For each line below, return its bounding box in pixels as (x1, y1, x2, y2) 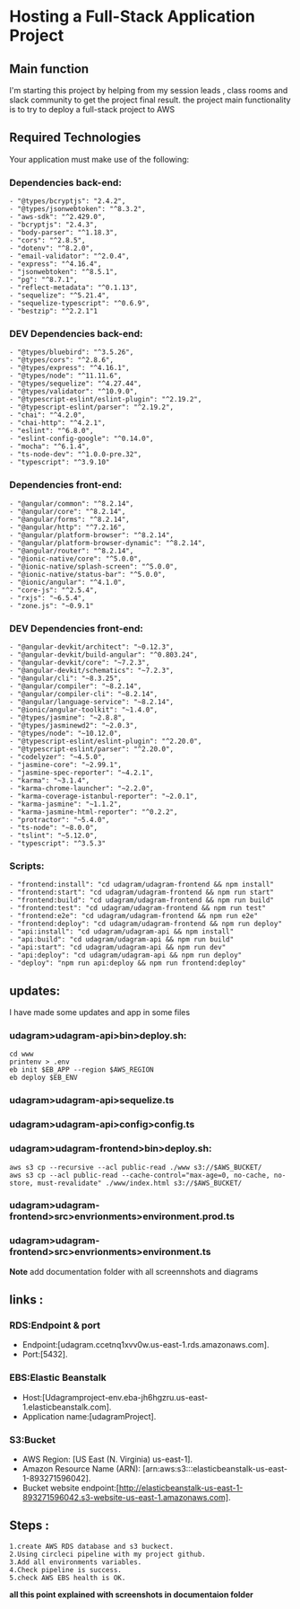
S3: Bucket (9, 1433, 56, 1445)
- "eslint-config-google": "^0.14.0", (9, 434, 154, 444)
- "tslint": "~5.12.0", (9, 831, 99, 840)
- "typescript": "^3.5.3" (9, 839, 106, 848)
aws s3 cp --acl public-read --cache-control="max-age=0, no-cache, (9, 1171, 270, 1180)
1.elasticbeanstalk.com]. (21, 1401, 112, 1412)
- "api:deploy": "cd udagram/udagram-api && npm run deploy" (9, 950, 243, 960)
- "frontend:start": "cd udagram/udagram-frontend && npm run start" (9, 888, 275, 897)
